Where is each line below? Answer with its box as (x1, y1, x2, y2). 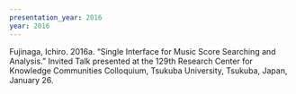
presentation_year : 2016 (9, 13, 103, 22)
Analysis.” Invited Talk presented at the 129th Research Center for (9, 56, 254, 66)
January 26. (9, 74, 54, 85)
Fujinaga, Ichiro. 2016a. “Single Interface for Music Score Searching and (9, 46, 276, 56)
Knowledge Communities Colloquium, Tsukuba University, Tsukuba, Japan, (9, 64, 288, 76)
